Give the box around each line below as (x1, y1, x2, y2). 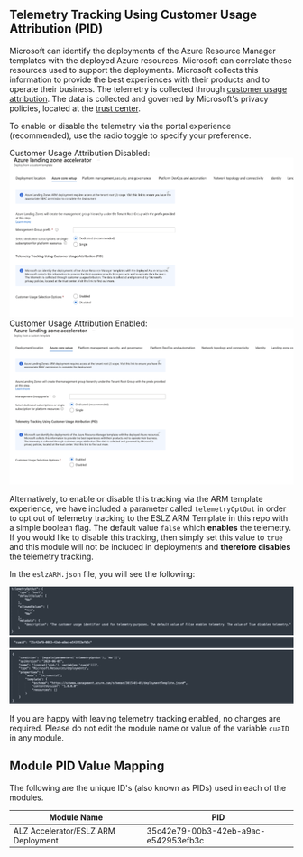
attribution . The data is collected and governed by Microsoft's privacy (9, 93, 269, 104)
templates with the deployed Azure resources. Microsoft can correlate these (9, 54, 293, 66)
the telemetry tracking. (9, 551, 95, 562)
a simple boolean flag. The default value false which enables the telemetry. (9, 522, 291, 533)
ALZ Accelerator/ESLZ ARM (13, 825, 115, 836)
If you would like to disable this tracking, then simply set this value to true (9, 532, 283, 543)
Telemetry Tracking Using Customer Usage (9, 7, 257, 23)
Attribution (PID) (9, 22, 104, 37)
